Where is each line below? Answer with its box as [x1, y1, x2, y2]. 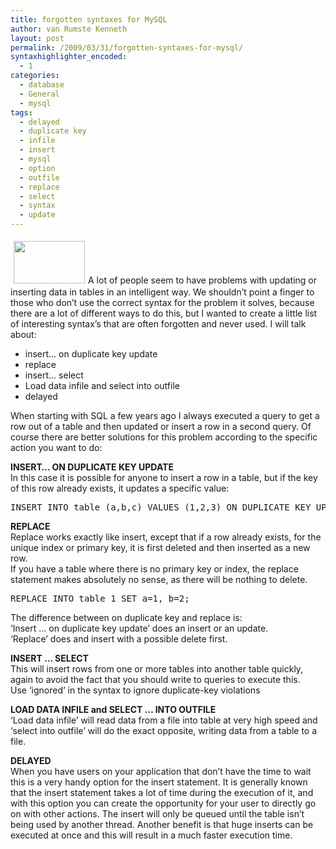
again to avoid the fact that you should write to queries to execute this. [10, 674, 301, 685]
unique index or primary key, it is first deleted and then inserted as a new [10, 542, 311, 553]
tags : [10, 107, 33, 118]
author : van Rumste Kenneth [10, 24, 128, 34]
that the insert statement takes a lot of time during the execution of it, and [10, 787, 314, 798]
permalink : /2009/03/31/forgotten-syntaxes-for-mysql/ [10, 42, 244, 53]
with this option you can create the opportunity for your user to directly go [10, 797, 317, 809]
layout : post [10, 33, 65, 43]
